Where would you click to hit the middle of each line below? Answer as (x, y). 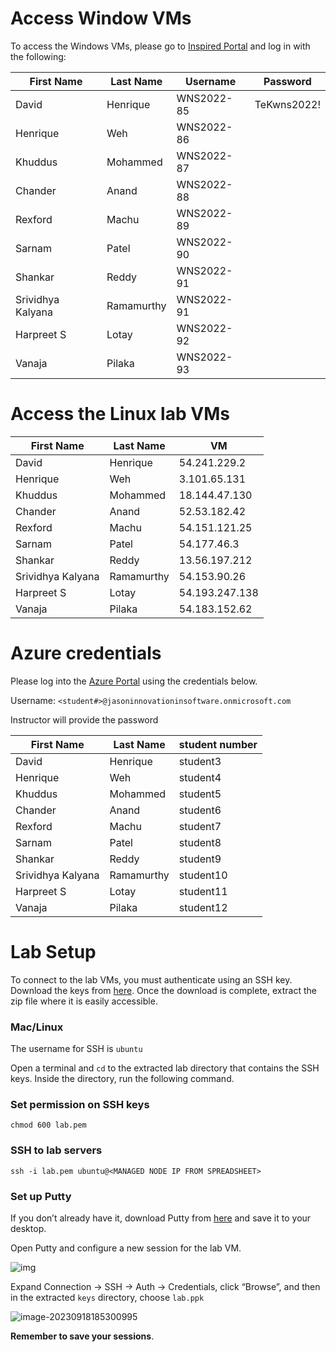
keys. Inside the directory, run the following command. (122, 1079)
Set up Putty (41, 1196)
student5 (200, 794)
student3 (200, 761)
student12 (203, 907)
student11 (203, 891)
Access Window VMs (101, 18)
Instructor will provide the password (84, 719)
